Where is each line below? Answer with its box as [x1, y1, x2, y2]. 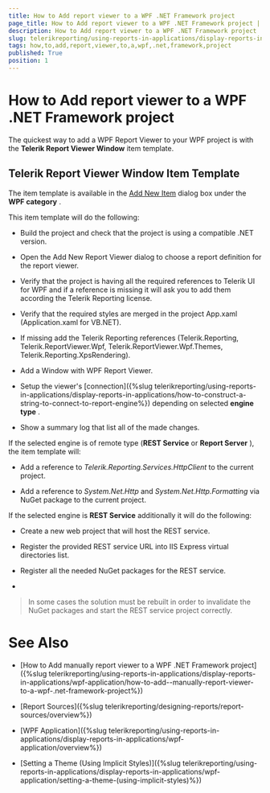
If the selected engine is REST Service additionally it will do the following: [8, 510, 252, 520]
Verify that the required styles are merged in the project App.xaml [19, 309, 238, 318]
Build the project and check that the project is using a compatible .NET [19, 228, 255, 237]
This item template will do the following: [8, 212, 140, 222]
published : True [8, 49, 63, 57]
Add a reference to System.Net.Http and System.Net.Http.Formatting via [19, 486, 260, 495]
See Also [8, 633, 69, 651]
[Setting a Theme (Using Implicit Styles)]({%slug [19, 758, 181, 768]
